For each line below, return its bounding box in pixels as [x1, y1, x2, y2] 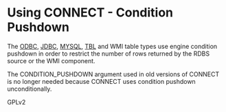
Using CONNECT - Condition [7, 5, 174, 21]
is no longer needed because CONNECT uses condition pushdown [7, 77, 196, 85]
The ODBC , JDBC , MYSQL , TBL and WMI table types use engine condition [7, 42, 218, 50]
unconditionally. [7, 85, 52, 93]
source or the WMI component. [7, 56, 95, 65]
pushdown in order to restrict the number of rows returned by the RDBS [7, 49, 210, 58]
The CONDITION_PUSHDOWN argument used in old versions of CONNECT [7, 70, 220, 78]
